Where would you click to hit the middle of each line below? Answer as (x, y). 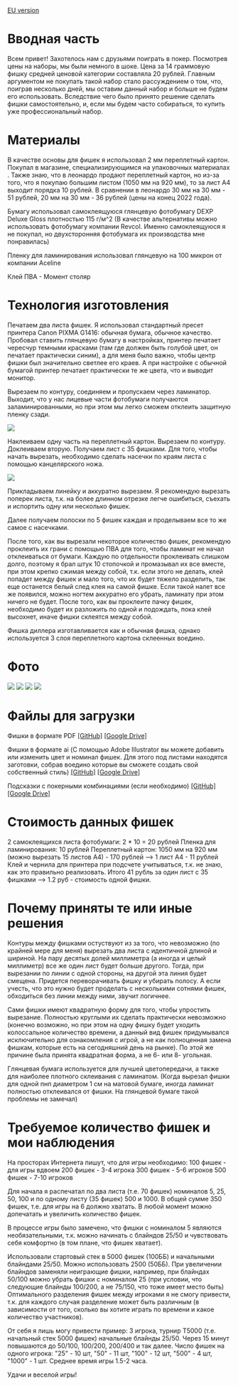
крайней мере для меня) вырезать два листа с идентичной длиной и (112, 951)
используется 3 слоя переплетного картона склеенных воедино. (106, 638)
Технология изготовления (88, 305)
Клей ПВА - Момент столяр (49, 276)
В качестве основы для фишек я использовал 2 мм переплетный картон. (118, 160)
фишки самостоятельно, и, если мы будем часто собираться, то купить (116, 104)
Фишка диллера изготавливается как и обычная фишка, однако (104, 630)
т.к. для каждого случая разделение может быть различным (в (103, 1301)
